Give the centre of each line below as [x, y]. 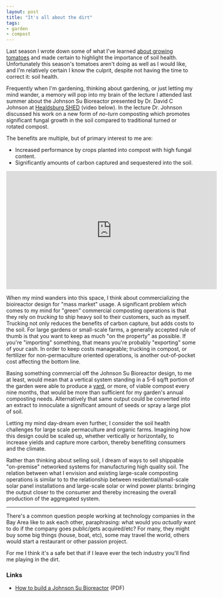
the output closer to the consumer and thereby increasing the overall [91, 492]
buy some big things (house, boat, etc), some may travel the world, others [98, 535]
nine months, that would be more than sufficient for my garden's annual [95, 392]
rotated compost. [28, 127]
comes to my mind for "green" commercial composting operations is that [96, 311]
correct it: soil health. [32, 77]
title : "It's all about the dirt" [50, 17]
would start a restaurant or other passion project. [67, 542]
